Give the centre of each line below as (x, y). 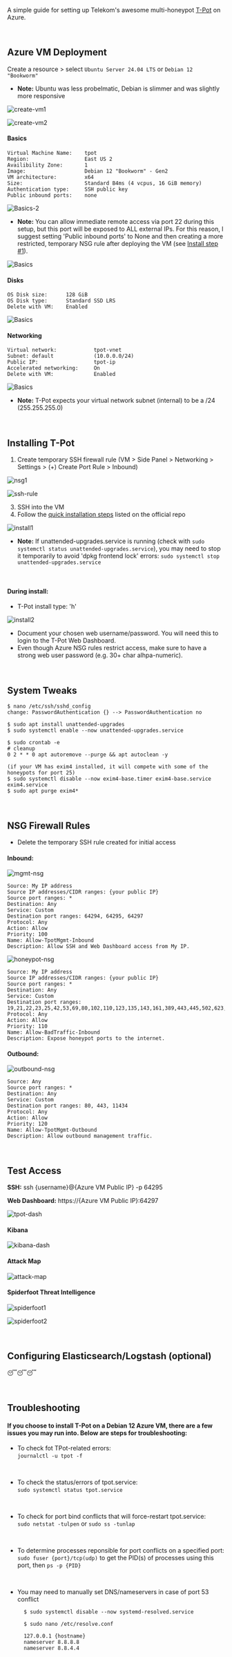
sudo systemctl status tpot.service (70, 1490)
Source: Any (24, 1082)
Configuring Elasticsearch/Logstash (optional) (109, 1356)
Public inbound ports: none (52, 196)
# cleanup (21, 749)
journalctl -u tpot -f (50, 1456)
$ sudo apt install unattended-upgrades (66, 725)
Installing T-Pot (41, 443)
